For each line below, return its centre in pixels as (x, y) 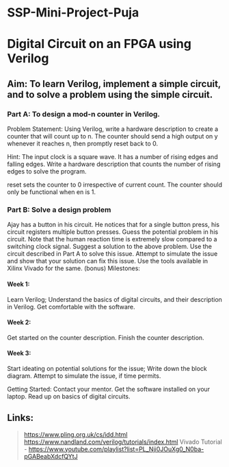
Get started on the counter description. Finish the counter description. (106, 337)
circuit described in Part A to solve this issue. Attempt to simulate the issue (112, 254)
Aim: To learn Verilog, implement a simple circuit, (114, 84)
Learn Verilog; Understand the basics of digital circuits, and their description (114, 299)
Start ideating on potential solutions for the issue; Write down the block (107, 368)
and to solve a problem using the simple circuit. (110, 94)
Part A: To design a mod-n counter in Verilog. (84, 114)
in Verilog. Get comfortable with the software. (71, 307)
